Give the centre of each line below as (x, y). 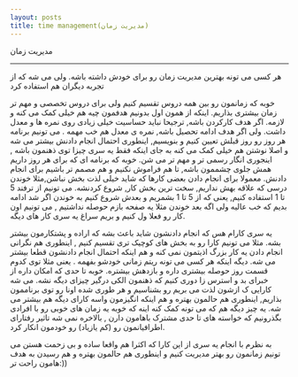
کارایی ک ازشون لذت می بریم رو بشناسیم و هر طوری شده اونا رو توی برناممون (141, 289)
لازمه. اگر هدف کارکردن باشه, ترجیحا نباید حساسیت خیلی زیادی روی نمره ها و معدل (148, 121)
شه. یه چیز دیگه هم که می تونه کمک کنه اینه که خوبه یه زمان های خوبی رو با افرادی (146, 308)
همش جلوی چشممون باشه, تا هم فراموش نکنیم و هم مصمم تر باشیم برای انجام (141, 168)
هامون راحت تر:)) (39, 363)
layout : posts (36, 17)
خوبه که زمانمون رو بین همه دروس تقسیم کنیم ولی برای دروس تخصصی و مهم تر (142, 103)
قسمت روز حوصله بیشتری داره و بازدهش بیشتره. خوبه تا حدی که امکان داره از (139, 270)
